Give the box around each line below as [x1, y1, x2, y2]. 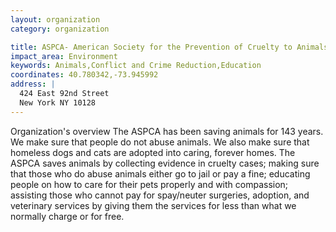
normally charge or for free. [10, 210, 125, 222]
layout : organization [10, 14, 101, 25]
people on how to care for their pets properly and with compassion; [10, 178, 289, 190]
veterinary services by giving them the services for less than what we [10, 199, 297, 211]
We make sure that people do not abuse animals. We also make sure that [10, 136, 310, 148]
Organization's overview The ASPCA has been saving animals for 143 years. [10, 125, 324, 137]
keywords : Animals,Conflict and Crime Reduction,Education [10, 61, 262, 71]
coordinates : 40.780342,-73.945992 [10, 70, 159, 80]
